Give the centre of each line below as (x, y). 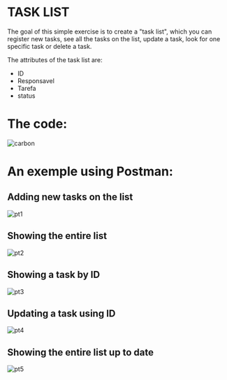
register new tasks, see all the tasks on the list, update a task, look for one (114, 38)
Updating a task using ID (61, 313)
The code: (37, 124)
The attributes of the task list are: (55, 59)
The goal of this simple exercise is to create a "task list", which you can (110, 31)
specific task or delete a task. (50, 46)
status (26, 96)
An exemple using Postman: (90, 171)
